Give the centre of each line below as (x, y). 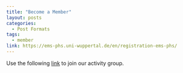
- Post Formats (31, 29)
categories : (21, 23)
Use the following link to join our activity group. (65, 63)
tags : (13, 35)
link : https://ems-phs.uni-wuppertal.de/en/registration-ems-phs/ (92, 46)
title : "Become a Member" (39, 12)
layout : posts (24, 18)
